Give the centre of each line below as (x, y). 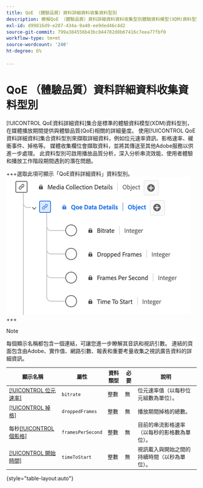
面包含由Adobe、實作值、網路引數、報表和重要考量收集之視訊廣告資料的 (97, 351)
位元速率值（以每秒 (162, 391)
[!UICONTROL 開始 (32, 453)
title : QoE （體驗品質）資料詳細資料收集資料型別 (62, 13)
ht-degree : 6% (24, 51)
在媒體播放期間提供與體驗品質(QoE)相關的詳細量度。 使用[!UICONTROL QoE (101, 131)
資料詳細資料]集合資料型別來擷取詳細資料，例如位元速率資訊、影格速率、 (97, 138)
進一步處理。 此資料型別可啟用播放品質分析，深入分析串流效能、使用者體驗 (100, 153)
